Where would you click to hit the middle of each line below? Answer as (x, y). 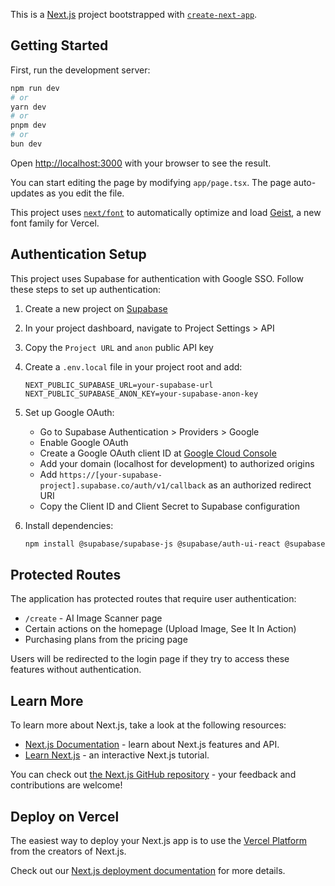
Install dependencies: (69, 525)
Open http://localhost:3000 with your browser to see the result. (141, 163)
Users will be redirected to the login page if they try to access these (150, 659)
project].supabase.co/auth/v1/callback (123, 485)
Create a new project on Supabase (96, 308)
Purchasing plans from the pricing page (106, 640)
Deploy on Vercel (65, 816)
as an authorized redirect (260, 485)
